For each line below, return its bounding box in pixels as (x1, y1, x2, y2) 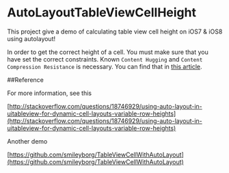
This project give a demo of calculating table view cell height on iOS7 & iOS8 (7, 27, 223, 36)
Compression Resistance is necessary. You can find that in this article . (7, 62, 203, 70)
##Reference (7, 75, 44, 83)
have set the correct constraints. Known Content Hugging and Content (7, 55, 203, 63)
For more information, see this (7, 89, 92, 97)
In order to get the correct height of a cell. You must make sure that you (7, 48, 208, 56)
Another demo (7, 137, 48, 145)
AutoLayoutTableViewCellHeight (7, 5, 197, 21)
